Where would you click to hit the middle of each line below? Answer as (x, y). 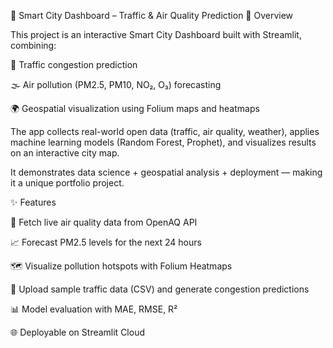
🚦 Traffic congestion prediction (74, 64)
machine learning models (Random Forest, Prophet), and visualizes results (163, 142)
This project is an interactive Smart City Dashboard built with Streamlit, (156, 34)
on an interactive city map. (65, 153)
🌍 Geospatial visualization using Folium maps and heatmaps (135, 108)
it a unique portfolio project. (67, 183)
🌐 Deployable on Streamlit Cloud (77, 332)
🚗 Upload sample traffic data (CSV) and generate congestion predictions (160, 289)
